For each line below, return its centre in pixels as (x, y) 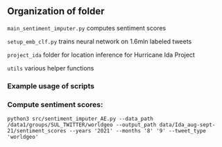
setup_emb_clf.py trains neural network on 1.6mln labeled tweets (100, 41)
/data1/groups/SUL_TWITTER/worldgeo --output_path (82, 125)
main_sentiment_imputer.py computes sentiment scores (87, 28)
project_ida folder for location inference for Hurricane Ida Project (101, 55)
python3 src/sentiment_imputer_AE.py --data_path (80, 119)
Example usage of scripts (51, 86)
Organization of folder (56, 11)
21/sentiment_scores (37, 131)
